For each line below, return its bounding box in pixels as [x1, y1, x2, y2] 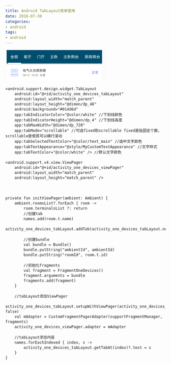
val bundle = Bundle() [23, 242, 72, 247]
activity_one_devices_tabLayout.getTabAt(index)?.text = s [23, 345, 152, 350]
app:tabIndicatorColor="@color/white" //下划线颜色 [14, 112, 123, 117]
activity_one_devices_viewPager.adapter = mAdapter [14, 324, 126, 329]
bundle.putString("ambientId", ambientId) [23, 247, 115, 252]
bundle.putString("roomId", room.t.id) [23, 252, 108, 257]
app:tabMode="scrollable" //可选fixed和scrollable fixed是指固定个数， [14, 128, 162, 133]
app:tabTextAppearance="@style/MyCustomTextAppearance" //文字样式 [14, 144, 158, 149]
